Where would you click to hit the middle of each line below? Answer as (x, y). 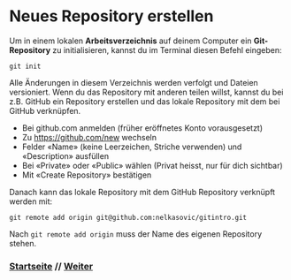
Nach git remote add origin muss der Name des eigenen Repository (136, 234)
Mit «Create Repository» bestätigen (87, 175)
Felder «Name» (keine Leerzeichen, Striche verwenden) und (132, 147)
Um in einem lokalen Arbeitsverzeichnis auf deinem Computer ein (130, 41)
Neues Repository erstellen (111, 16)
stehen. (23, 243)
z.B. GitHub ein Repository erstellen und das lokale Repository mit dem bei (145, 101)
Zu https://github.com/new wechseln (89, 137)
